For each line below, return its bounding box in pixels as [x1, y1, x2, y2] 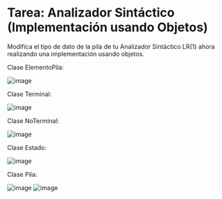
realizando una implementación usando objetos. [7, 50, 144, 58]
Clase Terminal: [7, 90, 52, 98]
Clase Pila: [7, 170, 37, 178]
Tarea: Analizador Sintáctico [7, 5, 175, 21]
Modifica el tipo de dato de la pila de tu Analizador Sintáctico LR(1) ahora [7, 42, 215, 50]
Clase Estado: [7, 143, 47, 151]
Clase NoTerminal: [7, 116, 60, 125]
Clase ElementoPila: [7, 63, 65, 71]
